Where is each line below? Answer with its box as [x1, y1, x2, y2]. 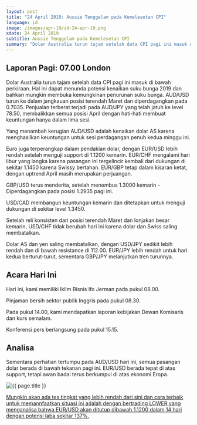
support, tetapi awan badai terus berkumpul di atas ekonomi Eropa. [6, 371, 169, 378]
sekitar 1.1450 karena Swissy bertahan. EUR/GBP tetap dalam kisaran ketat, [6, 164, 188, 171]
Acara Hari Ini [6, 270, 57, 280]
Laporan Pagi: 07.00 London [6, 63, 111, 73]
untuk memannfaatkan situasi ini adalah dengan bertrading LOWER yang [6, 400, 181, 407]
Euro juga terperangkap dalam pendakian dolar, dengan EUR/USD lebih [6, 145, 178, 152]
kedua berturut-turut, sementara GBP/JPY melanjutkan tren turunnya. [6, 253, 174, 260]
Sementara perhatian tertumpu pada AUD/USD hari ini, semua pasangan [6, 359, 181, 366]
